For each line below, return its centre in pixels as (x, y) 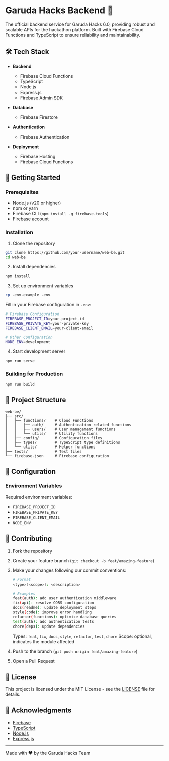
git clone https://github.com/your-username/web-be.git (65, 252)
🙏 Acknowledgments (38, 710)
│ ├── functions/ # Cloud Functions (49, 421)
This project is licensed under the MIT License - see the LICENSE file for (80, 689)
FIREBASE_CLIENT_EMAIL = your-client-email (49, 328)
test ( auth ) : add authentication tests (53, 621)
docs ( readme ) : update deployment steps (54, 608)
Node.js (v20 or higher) (37, 203)
